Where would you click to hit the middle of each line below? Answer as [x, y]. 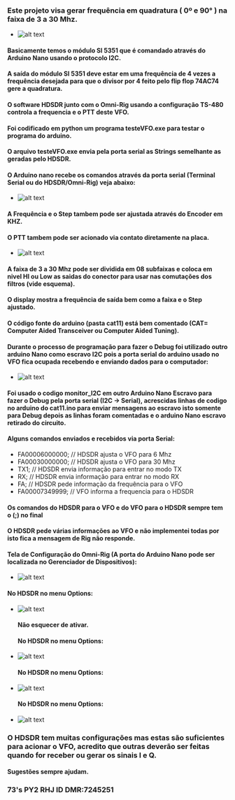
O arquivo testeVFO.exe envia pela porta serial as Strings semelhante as [114, 152]
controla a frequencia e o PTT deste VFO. [68, 112]
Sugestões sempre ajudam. [48, 772]
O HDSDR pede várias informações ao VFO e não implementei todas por [113, 531]
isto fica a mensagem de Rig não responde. [71, 538]
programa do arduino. [40, 136]
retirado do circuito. [37, 422]
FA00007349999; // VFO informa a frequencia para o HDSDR [105, 492]
